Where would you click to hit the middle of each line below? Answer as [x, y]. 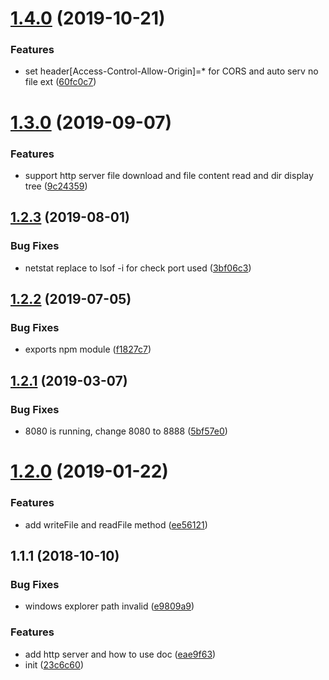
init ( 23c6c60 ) [54, 664]
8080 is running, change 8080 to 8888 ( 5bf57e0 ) [126, 431]
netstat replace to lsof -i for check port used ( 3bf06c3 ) [138, 268]
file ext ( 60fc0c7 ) [60, 82]
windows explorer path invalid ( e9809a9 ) [109, 606]
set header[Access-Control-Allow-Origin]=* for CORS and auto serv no [171, 71]
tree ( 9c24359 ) [56, 186]
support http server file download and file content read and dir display [169, 175]
